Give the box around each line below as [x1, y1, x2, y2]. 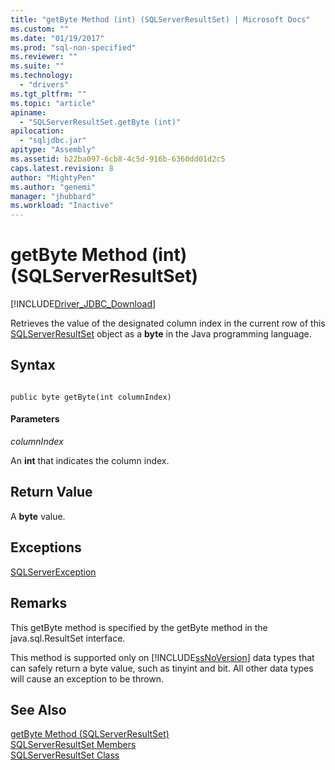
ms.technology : [10, 71, 74, 81]
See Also [10, 701, 67, 718]
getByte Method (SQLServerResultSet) [10, 728, 170, 740]
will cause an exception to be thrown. [10, 672, 165, 685]
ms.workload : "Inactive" [10, 201, 114, 211]
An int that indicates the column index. [10, 455, 170, 467]
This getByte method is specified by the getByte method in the [10, 621, 268, 633]
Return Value [10, 484, 93, 501]
